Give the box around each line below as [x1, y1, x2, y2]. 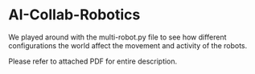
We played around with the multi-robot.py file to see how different [8, 32, 227, 42]
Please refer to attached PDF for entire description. [8, 56, 178, 66]
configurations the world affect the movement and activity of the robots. [8, 40, 248, 50]
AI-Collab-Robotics [8, 6, 141, 24]
